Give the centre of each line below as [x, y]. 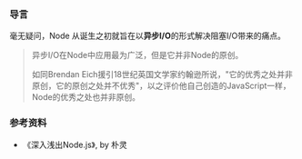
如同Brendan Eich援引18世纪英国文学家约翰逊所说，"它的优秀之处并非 [162, 75]
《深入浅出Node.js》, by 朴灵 [75, 144]
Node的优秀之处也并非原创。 [86, 97]
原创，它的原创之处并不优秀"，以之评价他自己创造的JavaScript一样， [161, 86]
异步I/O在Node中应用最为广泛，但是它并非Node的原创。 [137, 55]
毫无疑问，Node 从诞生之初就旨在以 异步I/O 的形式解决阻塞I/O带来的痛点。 [148, 36]
